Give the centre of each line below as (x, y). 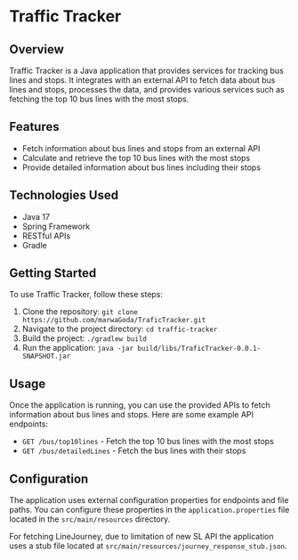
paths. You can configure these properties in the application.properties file (149, 510)
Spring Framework (56, 226)
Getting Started (53, 273)
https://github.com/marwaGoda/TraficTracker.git (114, 321)
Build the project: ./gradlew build (84, 338)
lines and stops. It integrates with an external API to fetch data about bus (142, 80)
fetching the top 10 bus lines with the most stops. (99, 99)
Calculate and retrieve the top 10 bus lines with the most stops (136, 158)
